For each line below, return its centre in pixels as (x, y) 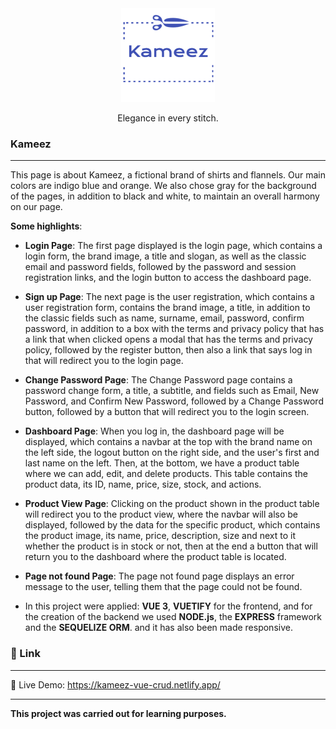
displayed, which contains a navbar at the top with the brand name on (168, 442)
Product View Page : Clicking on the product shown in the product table (172, 504)
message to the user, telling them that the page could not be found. (163, 587)
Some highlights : (46, 226)
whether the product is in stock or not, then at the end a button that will (171, 546)
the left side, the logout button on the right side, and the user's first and (172, 453)
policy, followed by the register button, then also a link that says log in (168, 350)
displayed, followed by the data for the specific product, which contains (172, 525)
